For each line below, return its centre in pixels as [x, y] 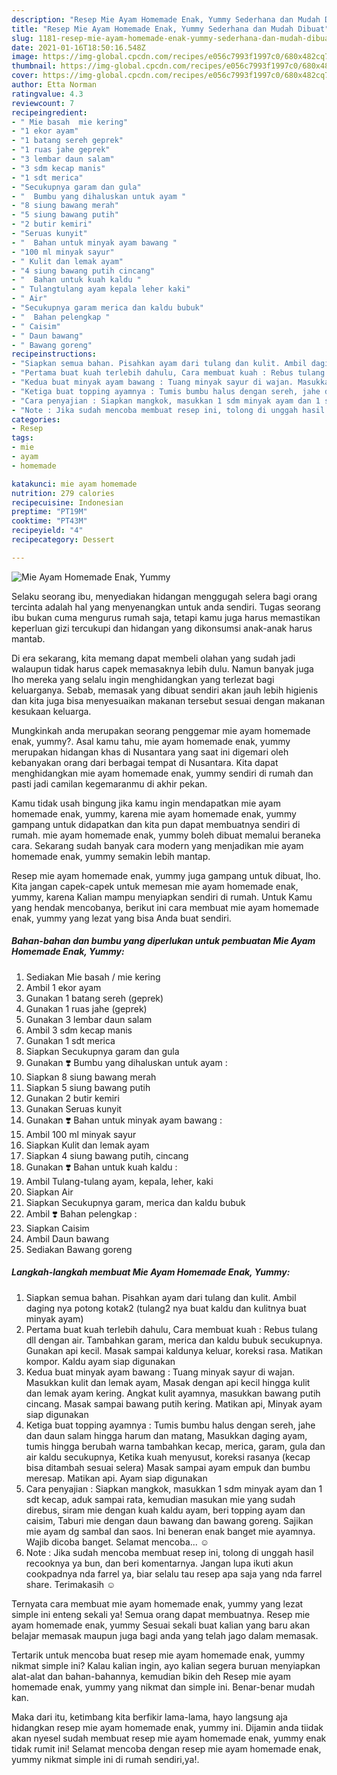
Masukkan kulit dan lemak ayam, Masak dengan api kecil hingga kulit [168, 1382]
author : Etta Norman [54, 85]
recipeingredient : [49, 112]
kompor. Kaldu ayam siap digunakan [100, 1361]
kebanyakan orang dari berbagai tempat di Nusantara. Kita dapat [145, 762]
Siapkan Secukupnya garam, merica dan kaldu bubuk [135, 1202]
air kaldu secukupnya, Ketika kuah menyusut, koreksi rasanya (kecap [168, 1457]
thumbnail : [34, 66]
